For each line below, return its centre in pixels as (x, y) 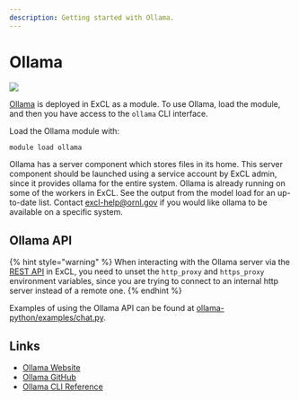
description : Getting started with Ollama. (92, 18)
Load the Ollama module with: (64, 130)
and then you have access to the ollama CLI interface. (109, 113)
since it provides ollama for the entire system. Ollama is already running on (147, 183)
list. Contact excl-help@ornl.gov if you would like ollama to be (153, 202)
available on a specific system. (66, 212)
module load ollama (46, 147)
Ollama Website (51, 368)
